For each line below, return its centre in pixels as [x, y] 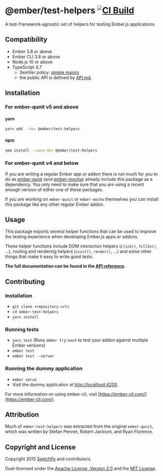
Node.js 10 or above [32, 62]
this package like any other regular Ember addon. [55, 204]
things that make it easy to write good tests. [49, 257]
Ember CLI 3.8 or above [36, 56]
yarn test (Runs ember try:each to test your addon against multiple [80, 340]
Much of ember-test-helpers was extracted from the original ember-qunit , [79, 426]
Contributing [25, 282]
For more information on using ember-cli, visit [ [53, 394]
